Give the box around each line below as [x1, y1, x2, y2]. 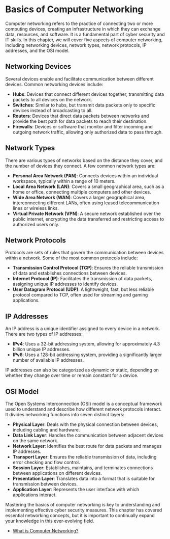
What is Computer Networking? [12, 528, 79, 533]
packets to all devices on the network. [12, 96, 92, 102]
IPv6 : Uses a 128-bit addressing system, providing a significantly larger [12, 352, 162, 358]
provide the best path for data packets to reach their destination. [12, 118, 148, 124]
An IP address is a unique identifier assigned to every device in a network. [5, 326, 160, 332]
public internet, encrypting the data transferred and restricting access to [12, 215, 164, 222]
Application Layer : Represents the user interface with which [12, 487, 140, 492]
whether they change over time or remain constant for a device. [5, 372, 139, 379]
